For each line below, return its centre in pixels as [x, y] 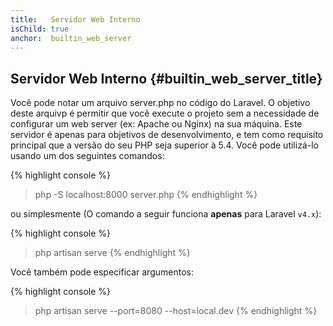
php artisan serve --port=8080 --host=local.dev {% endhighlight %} [176, 311]
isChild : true [40, 29]
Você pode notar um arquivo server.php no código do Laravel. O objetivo [160, 103]
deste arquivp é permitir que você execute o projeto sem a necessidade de [165, 113]
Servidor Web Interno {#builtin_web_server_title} [166, 78]
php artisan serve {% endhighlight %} [112, 253]
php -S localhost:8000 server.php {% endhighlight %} [146, 195]
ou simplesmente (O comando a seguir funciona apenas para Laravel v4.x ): [166, 214]
